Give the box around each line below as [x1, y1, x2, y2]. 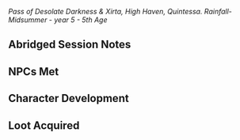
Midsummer [8, 15, 48, 25]
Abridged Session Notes [8, 38, 131, 51]
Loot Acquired [8, 119, 80, 132]
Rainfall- [204, 7, 232, 16]
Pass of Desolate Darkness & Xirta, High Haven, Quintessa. [8, 7, 203, 16]
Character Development [8, 92, 129, 105]
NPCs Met [8, 65, 59, 78]
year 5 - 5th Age [54, 15, 108, 25]
